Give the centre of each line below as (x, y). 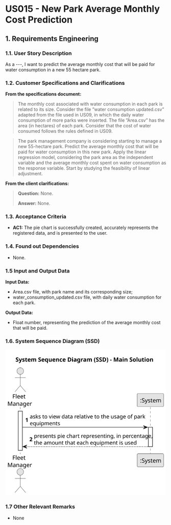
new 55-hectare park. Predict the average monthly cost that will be (88, 147)
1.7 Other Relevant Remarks (40, 507)
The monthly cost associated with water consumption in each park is (90, 104)
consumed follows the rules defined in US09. (65, 131)
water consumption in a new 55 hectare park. (53, 70)
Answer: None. (34, 203)
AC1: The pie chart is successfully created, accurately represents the (85, 227)
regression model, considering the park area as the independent (85, 157)
